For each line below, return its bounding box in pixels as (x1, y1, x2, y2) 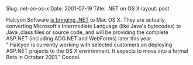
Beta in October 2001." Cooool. (6, 54, 81, 60)
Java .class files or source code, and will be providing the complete (6, 29, 168, 36)
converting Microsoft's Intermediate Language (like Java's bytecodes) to (6, 23, 181, 29)
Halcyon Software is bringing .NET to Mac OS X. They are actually (6, 16, 165, 23)
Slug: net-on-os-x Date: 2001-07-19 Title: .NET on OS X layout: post (6, 5, 170, 12)
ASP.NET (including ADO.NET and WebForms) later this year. (6, 35, 153, 42)
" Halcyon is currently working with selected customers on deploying (6, 41, 173, 48)
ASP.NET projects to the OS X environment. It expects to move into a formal (6, 47, 188, 54)
